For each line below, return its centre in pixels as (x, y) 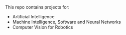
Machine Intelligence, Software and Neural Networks (66, 22)
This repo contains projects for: (37, 7)
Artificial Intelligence (33, 17)
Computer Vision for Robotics (43, 27)
